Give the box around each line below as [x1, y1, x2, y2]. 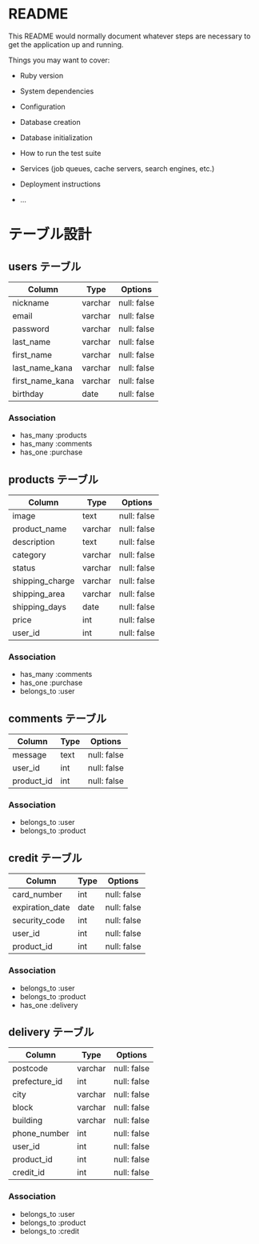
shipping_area [12, 589, 66, 600]
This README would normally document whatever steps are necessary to [8, 31, 251, 41]
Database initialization [19, 133, 94, 142]
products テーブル [8, 473, 98, 486]
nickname [12, 297, 50, 308]
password [12, 323, 50, 334]
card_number [12, 889, 62, 900]
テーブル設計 [8, 226, 92, 244]
